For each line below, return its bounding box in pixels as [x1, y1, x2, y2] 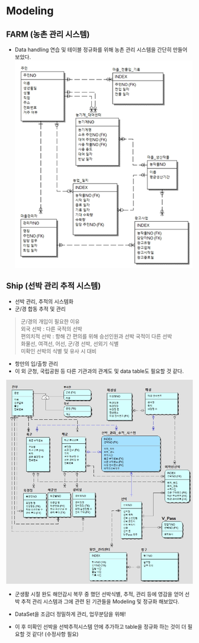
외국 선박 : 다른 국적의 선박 [20, 325, 83, 332]
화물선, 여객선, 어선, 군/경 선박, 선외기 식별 [20, 340, 119, 347]
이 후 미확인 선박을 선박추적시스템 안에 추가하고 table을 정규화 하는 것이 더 [14, 623, 187, 630]
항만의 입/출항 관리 [14, 360, 58, 367]
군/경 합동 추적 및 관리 [14, 305, 66, 312]
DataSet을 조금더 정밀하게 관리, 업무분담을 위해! [14, 610, 126, 618]
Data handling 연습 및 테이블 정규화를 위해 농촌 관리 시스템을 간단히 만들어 [14, 46, 188, 53]
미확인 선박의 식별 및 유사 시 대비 [20, 347, 97, 354]
